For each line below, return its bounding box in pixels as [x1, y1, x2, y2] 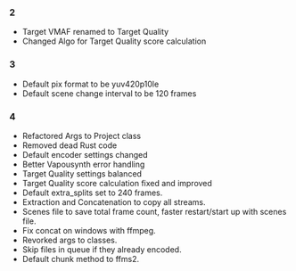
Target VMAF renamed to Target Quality [21, 27, 169, 37]
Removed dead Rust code [21, 140, 118, 151]
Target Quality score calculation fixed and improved [21, 177, 212, 188]
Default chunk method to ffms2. [21, 253, 140, 264]
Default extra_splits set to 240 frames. [21, 187, 163, 198]
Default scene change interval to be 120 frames [21, 87, 197, 99]
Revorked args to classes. [21, 234, 118, 245]
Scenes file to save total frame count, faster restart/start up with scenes [21, 206, 287, 217]
